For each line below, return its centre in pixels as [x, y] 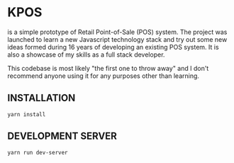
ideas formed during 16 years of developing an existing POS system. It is [113, 47]
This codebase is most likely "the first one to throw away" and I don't [108, 68]
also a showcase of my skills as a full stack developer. [86, 55]
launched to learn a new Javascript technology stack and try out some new [117, 39]
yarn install [27, 114]
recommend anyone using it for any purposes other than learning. [104, 76]
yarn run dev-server [38, 152]
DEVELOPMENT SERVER [62, 136]
